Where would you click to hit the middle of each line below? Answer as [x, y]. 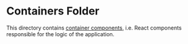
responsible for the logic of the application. [60, 34]
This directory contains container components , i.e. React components [94, 28]
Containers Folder [53, 11]
